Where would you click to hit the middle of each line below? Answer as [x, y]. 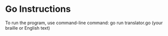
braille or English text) [28, 28]
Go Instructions [38, 9]
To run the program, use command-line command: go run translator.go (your [84, 23]
